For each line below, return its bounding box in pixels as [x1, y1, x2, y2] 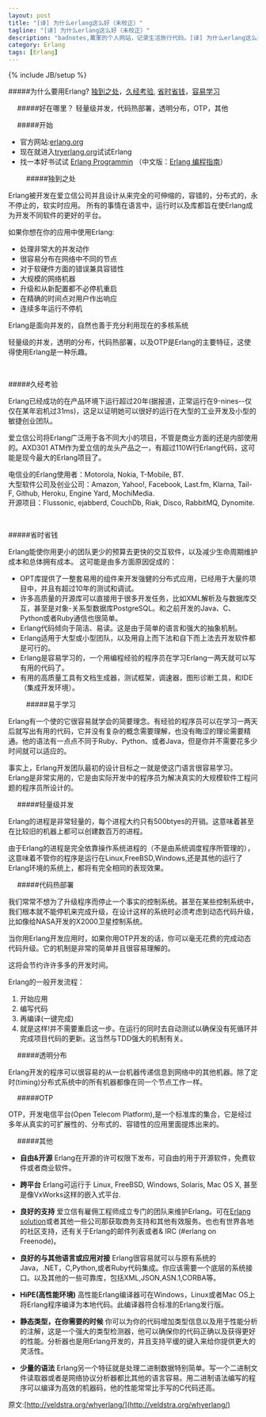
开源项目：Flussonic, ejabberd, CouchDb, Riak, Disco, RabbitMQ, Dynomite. [8, 498, 255, 507]
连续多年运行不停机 [19, 304, 83, 313]
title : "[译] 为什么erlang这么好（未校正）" [8, 19, 143, 27]
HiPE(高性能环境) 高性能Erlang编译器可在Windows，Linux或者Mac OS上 [19, 1290, 256, 1299]
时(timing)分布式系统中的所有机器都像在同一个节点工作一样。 [8, 1078, 207, 1086]
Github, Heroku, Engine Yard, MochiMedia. [15, 488, 155, 498]
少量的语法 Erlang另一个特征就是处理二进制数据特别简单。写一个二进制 [19, 1363, 251, 1373]
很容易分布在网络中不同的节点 [19, 255, 117, 263]
